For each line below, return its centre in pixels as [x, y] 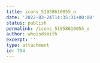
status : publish [26, 23]
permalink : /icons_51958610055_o [48, 28]
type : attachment [28, 46]
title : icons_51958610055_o [41, 12]
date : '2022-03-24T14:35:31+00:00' [51, 17]
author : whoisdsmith [32, 34]
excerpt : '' [21, 40]
